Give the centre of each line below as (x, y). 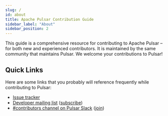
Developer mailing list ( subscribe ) (48, 102)
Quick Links (24, 70)
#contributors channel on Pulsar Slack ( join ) (58, 108)
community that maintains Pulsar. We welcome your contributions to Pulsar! (84, 54)
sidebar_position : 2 (27, 29)
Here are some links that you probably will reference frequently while (77, 82)
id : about (16, 15)
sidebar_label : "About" (30, 24)
